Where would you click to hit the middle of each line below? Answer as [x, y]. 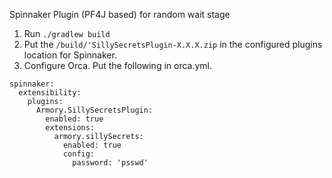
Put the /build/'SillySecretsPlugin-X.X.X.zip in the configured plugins [173, 44]
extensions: [70, 128]
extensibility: [50, 93]
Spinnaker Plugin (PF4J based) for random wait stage [120, 14]
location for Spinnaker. [70, 55]
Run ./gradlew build [67, 33]
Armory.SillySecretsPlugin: [94, 110]
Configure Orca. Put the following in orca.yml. [118, 65]
